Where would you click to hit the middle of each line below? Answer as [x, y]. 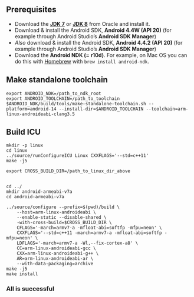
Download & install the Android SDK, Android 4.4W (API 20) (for [93, 30]
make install [22, 274]
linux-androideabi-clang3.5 [41, 114]
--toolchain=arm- [167, 109]
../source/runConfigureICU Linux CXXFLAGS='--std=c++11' [78, 156]
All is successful [30, 289]
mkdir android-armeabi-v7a [39, 192]
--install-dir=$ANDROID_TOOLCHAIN [101, 109]
